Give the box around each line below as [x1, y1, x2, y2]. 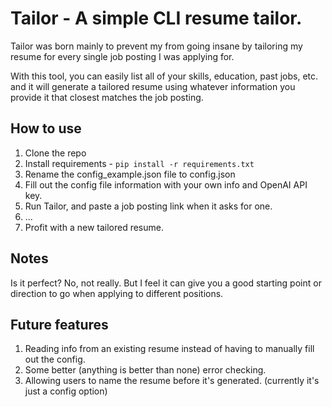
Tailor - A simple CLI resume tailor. [10, 7, 303, 30]
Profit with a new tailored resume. [24, 221, 165, 233]
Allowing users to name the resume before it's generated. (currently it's [24, 375, 320, 387]
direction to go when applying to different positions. [10, 287, 224, 299]
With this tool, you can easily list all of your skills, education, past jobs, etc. [10, 70, 319, 82]
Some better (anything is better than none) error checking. [24, 364, 267, 376]
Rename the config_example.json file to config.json [24, 168, 236, 180]
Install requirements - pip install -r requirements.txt [24, 157, 255, 169]
